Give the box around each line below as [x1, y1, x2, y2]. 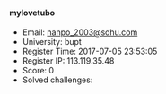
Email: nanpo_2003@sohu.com [22, 27, 138, 38]
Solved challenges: [22, 74, 93, 85]
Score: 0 [22, 65, 55, 76]
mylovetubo [9, 7, 56, 18]
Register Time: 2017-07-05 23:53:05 [22, 46, 158, 57]
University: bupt [22, 37, 83, 47]
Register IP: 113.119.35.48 [22, 56, 115, 66]
